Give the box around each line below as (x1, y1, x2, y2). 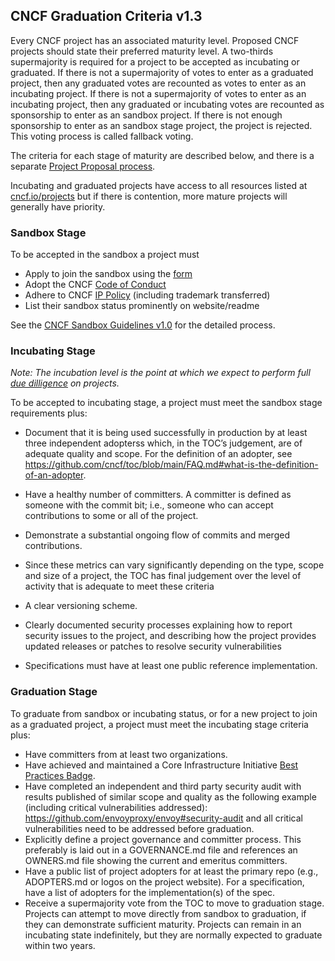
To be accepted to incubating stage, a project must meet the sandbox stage (10, 397, 323, 409)
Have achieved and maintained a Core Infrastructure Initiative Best (24, 759, 299, 771)
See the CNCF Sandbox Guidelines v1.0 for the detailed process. (10, 319, 276, 331)
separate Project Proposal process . (10, 160, 156, 172)
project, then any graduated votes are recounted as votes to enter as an (10, 77, 307, 89)
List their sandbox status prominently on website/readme (24, 300, 260, 312)
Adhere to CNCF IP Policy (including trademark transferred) (24, 289, 271, 301)
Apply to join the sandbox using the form (24, 268, 193, 280)
